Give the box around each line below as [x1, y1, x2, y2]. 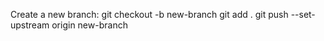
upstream [10, 19, 50, 31]
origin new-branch [51, 19, 128, 31]
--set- [290, 9, 316, 20]
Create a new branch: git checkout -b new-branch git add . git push [10, 9, 289, 20]
